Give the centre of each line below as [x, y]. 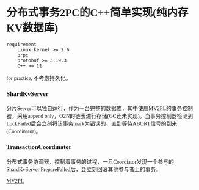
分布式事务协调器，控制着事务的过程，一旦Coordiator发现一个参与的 [90, 162]
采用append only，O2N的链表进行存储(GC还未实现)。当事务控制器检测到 [105, 116]
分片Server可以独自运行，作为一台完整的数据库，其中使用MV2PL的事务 [94, 108]
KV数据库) [32, 28]
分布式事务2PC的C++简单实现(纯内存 [97, 13]
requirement [21, 44]
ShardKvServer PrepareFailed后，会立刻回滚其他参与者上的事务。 [84, 170]
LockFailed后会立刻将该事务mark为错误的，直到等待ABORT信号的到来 [92, 124]
